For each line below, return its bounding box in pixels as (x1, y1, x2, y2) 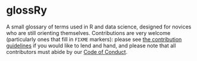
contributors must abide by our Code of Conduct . (6, 48, 128, 55)
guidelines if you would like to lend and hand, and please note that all (6, 42, 176, 49)
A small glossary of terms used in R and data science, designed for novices (6, 23, 192, 30)
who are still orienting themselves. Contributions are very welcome (6, 29, 171, 36)
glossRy (6, 4, 48, 17)
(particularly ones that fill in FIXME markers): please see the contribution (6, 36, 182, 43)
